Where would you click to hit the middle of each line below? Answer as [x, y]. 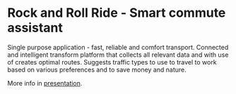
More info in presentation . [45, 83]
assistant [35, 28]
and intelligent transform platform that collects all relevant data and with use [118, 55]
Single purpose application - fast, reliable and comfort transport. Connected [118, 47]
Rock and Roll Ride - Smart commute [117, 13]
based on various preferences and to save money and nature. [97, 69]
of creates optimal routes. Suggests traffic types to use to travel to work [112, 62]
